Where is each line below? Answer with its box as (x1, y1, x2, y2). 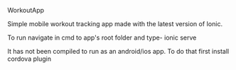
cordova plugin (7, 54, 52, 63)
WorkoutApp (7, 6, 45, 14)
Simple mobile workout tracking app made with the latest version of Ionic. (7, 20, 222, 28)
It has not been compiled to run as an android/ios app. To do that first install (7, 47, 230, 55)
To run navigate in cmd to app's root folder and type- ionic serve (7, 33, 197, 42)
